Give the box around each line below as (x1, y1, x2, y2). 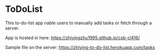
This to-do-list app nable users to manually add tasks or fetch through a (5, 20, 152, 26)
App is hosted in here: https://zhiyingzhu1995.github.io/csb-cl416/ (5, 35, 140, 41)
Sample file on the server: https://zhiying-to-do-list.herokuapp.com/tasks (5, 44, 155, 50)
